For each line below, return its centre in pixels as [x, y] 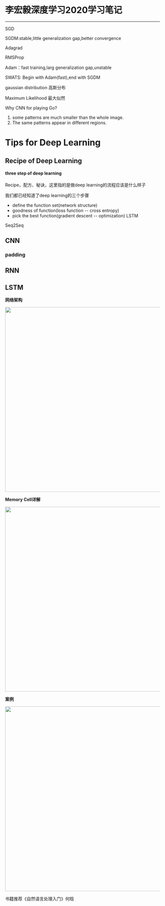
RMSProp [15, 57]
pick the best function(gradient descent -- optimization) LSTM [75, 215]
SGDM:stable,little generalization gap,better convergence [63, 38]
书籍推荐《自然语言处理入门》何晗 [40, 899]
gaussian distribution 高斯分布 [36, 87]
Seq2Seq [14, 225]
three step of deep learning [33, 174]
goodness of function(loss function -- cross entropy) [66, 210]
